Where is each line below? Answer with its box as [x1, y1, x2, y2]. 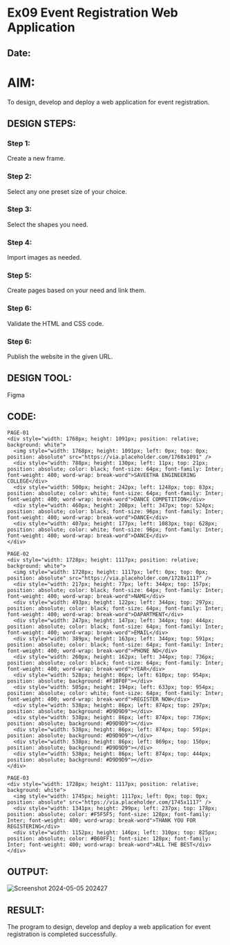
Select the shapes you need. [7, 220, 88, 228]
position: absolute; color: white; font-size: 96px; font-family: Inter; [7, 526, 224, 533]
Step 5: [7, 271, 32, 280]
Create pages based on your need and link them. [7, 286, 146, 295]
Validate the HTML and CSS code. [7, 319, 104, 327]
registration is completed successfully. [7, 930, 117, 939]
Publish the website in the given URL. [7, 352, 113, 361]
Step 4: [7, 237, 32, 247]
